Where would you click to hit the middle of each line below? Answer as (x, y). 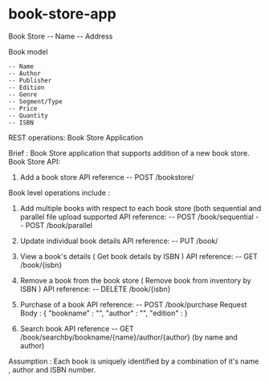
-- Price (23, 108)
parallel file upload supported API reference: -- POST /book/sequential (137, 217)
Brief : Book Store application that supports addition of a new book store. (129, 152)
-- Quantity (28, 116)
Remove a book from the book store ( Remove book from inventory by (135, 280)
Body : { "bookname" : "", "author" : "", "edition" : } (104, 313)
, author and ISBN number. (52, 369)
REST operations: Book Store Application (76, 137)
